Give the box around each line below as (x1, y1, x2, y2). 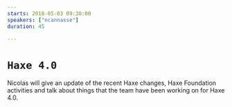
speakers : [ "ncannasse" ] (7, 17, 79, 23)
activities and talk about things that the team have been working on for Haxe (7, 86, 225, 95)
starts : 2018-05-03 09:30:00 (7, 10, 91, 17)
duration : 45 (7, 23, 45, 30)
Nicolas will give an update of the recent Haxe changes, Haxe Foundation (7, 79, 217, 87)
